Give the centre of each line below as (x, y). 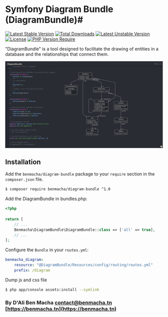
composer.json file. (24, 180)
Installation (23, 162)
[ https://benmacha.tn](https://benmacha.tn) (61, 308)
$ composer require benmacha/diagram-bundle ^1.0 (58, 189)
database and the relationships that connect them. (57, 54)
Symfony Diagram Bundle (59, 9)
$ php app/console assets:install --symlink (52, 289)
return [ (14, 219)
